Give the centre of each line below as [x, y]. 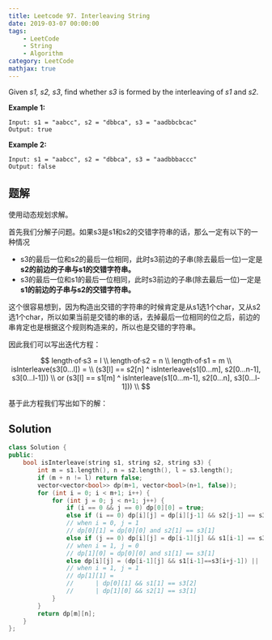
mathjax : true [32, 69]
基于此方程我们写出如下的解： [58, 403]
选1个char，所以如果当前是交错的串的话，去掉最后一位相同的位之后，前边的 [134, 316]
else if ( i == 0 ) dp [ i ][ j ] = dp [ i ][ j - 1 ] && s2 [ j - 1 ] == [161, 516]
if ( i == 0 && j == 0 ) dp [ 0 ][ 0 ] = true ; [135, 508]
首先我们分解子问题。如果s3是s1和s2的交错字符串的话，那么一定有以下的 [130, 231]
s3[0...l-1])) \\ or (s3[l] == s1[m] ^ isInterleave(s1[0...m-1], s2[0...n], [122, 377]
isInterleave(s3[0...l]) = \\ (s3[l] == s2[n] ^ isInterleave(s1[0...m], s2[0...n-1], [136, 369]
